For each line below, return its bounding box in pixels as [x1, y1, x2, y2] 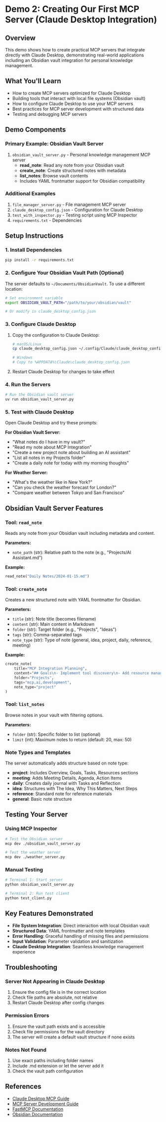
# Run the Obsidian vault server [5, 392, 74, 397]
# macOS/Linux [12, 342, 41, 347]
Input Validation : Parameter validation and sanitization [12, 938, 124, 944]
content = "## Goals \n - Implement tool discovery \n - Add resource [14, 671, 149, 676]
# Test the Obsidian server [5, 836, 63, 841]
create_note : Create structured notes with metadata [19, 167, 126, 173]
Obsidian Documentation [12, 1111, 63, 1117]
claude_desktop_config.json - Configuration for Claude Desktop [12, 206, 143, 212]
